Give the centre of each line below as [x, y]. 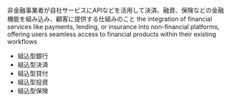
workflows [22, 41]
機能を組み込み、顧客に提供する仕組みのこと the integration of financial [110, 19]
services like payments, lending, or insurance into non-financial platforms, [113, 27]
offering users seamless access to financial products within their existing [112, 34]
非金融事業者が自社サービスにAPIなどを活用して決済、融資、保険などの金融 [115, 10]
